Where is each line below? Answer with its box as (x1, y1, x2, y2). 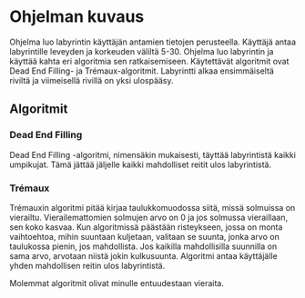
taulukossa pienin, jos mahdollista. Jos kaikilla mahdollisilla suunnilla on (9, 241, 278, 252)
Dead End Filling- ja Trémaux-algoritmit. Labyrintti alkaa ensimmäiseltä (9, 65, 275, 76)
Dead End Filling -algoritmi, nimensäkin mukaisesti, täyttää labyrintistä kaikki (9, 149, 296, 160)
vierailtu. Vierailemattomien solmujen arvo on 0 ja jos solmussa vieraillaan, (9, 212, 289, 223)
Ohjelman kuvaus (9, 6, 145, 27)
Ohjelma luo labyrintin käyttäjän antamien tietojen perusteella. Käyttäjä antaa (9, 36, 296, 47)
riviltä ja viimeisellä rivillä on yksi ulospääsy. (9, 74, 175, 85)
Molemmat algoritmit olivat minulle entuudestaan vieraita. (9, 277, 225, 288)
